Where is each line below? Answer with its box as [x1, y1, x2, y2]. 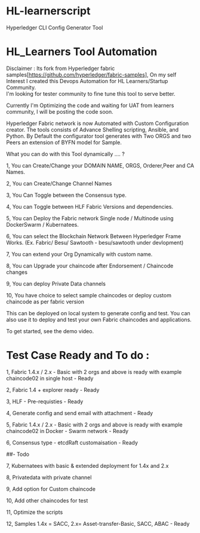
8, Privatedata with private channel [6, 474, 92, 481]
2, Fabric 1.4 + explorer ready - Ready [6, 386, 100, 393]
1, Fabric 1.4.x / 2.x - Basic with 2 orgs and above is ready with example [6, 368, 182, 375]
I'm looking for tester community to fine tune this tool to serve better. [6, 90, 176, 97]
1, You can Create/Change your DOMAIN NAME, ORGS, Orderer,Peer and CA [6, 162, 195, 169]
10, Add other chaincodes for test [6, 497, 88, 504]
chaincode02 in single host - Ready [6, 374, 94, 382]
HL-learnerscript [6, 4, 91, 18]
